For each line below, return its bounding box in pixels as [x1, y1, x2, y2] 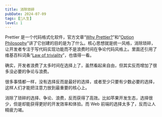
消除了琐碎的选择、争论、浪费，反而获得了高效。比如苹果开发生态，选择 [5, 95, 148, 101]
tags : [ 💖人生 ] [5, 16, 32, 21]
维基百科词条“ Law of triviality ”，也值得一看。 [5, 52, 94, 58]
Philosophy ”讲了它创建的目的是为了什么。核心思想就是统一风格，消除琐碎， [5, 40, 156, 46]
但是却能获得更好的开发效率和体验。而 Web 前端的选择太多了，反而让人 [13, 101, 156, 107]
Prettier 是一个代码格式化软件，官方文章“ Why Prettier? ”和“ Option [5, 34, 134, 40]
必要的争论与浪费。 [13, 68, 52, 75]
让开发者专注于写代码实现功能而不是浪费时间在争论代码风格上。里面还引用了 [5, 46, 157, 52]
